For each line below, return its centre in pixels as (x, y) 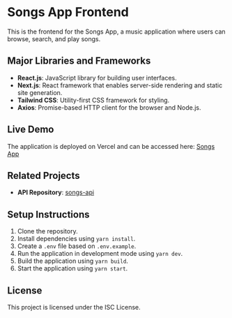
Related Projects (44, 175)
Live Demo (31, 130)
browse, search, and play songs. (54, 38)
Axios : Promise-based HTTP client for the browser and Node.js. (109, 107)
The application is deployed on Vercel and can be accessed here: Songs (111, 146)
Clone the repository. (47, 231)
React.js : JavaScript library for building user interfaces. (97, 78)
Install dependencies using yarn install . (76, 239)
